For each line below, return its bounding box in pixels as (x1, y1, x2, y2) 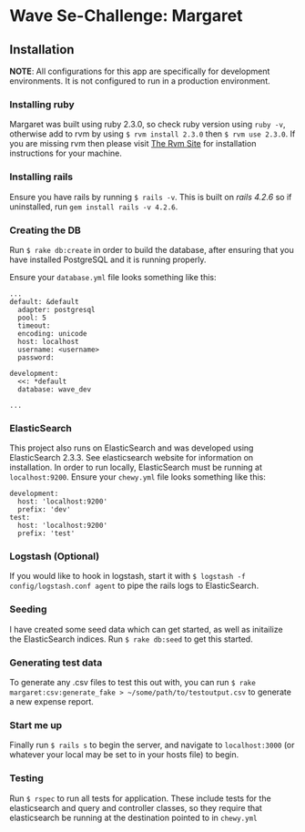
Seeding (9, 603, 47, 615)
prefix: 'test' (17, 529, 76, 538)
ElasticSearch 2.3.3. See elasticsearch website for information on (9, 452, 254, 463)
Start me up (9, 719, 63, 731)
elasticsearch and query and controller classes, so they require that (9, 802, 262, 813)
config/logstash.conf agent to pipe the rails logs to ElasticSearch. (9, 580, 259, 592)
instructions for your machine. (9, 147, 123, 159)
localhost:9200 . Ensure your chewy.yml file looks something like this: (9, 472, 266, 482)
